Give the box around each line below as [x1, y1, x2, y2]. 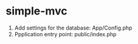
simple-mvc [5, 4, 67, 18]
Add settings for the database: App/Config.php [14, 24, 133, 31]
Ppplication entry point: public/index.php [14, 30, 117, 37]
